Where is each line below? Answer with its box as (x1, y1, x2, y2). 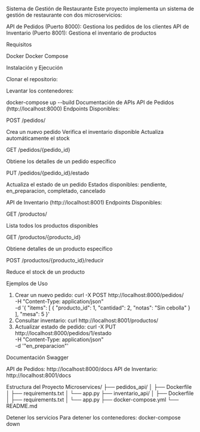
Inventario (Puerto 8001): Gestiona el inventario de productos (6, 29, 157, 36)
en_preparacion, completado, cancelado (6, 188, 106, 194)
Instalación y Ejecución (6, 64, 63, 71)
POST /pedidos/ (6, 117, 46, 124)
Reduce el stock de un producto (6, 268, 85, 275)
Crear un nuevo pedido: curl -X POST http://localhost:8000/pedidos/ (14, 292, 184, 298)
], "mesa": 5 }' (14, 311, 50, 317)
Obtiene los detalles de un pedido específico (6, 158, 116, 165)
